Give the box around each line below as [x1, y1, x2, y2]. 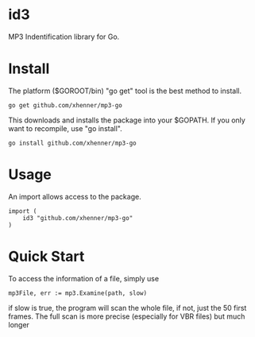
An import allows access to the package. [8, 192, 141, 201]
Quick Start [8, 248, 85, 265]
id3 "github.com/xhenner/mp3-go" [22, 214, 133, 222]
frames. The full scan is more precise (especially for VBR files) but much [8, 312, 245, 321]
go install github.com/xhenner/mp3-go [8, 139, 137, 147]
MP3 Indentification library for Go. [8, 32, 120, 41]
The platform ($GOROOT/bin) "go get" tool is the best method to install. [8, 86, 242, 95]
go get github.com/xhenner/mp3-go [8, 101, 123, 109]
